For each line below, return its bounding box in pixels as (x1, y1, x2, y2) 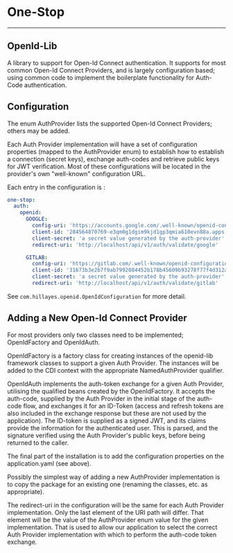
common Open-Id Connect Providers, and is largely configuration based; (7, 66, 215, 74)
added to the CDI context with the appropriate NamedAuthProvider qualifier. (7, 366, 224, 374)
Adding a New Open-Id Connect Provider (7, 313, 187, 324)
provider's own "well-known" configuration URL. (7, 169, 146, 177)
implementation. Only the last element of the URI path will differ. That (7, 508, 205, 516)
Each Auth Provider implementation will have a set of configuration (7, 140, 198, 148)
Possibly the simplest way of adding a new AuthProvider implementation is (7, 473, 221, 481)
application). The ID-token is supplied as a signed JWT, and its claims (7, 416, 207, 425)
